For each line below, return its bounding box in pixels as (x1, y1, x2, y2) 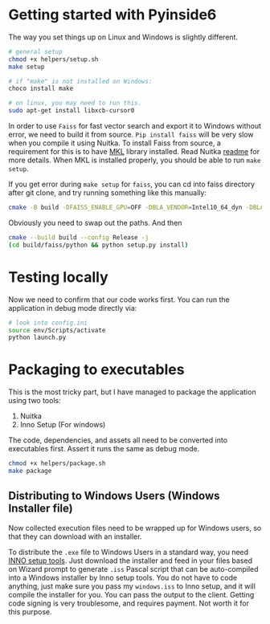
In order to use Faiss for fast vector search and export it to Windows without (8, 121, 262, 131)
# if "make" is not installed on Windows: (8, 77, 153, 85)
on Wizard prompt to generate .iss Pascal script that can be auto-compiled (8, 564, 259, 573)
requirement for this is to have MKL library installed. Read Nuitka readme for (8, 147, 260, 157)
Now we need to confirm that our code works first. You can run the (8, 295, 231, 304)
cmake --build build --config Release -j (8, 233, 149, 242)
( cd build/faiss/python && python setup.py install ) (8, 241, 189, 249)
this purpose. (8, 606, 52, 616)
